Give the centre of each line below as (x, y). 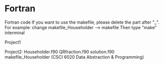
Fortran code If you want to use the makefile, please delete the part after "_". (82, 22)
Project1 (13, 42)
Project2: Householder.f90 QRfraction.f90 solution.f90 (60, 52)
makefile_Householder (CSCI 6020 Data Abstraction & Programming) (74, 57)
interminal (15, 32)
